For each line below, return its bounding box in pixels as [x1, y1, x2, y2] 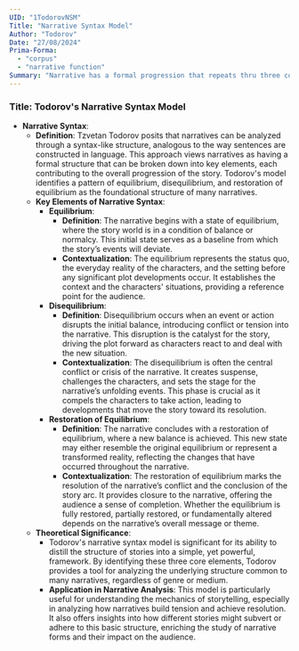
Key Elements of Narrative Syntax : [35, 197, 166, 208]
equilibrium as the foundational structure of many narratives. [35, 187, 258, 198]
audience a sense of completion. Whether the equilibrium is [61, 500, 281, 510]
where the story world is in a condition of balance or [61, 224, 254, 236]
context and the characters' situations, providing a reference [61, 281, 285, 292]
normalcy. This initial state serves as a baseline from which [61, 234, 279, 245]
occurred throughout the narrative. [61, 461, 190, 472]
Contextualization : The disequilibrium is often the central [61, 357, 273, 368]
